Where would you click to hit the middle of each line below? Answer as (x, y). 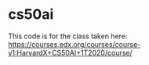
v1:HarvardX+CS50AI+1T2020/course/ (71, 52)
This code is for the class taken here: (68, 36)
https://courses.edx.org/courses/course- (74, 44)
